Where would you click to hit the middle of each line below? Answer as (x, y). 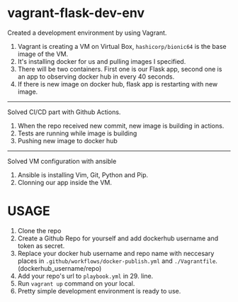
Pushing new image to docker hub (68, 140)
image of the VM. (43, 54)
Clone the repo (39, 230)
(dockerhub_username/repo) (59, 268)
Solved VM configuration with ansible (62, 161)
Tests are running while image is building (77, 133)
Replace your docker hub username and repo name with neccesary (116, 253)
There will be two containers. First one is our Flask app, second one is (120, 69)
